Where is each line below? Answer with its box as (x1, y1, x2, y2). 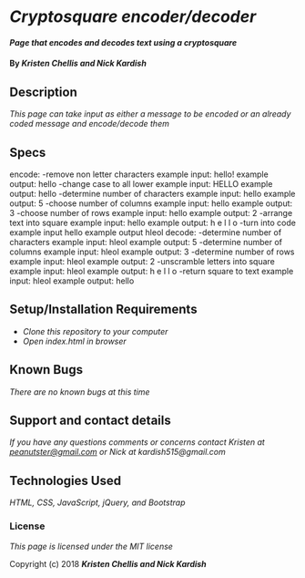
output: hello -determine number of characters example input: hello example (9, 189, 296, 199)
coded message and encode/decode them (9, 119, 170, 129)
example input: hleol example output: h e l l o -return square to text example (9, 266, 294, 276)
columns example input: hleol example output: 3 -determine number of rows (9, 246, 295, 257)
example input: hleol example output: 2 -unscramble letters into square (9, 256, 276, 266)
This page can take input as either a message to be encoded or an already (9, 108, 291, 119)
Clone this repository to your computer (22, 325, 168, 336)
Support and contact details (9, 413, 171, 428)
